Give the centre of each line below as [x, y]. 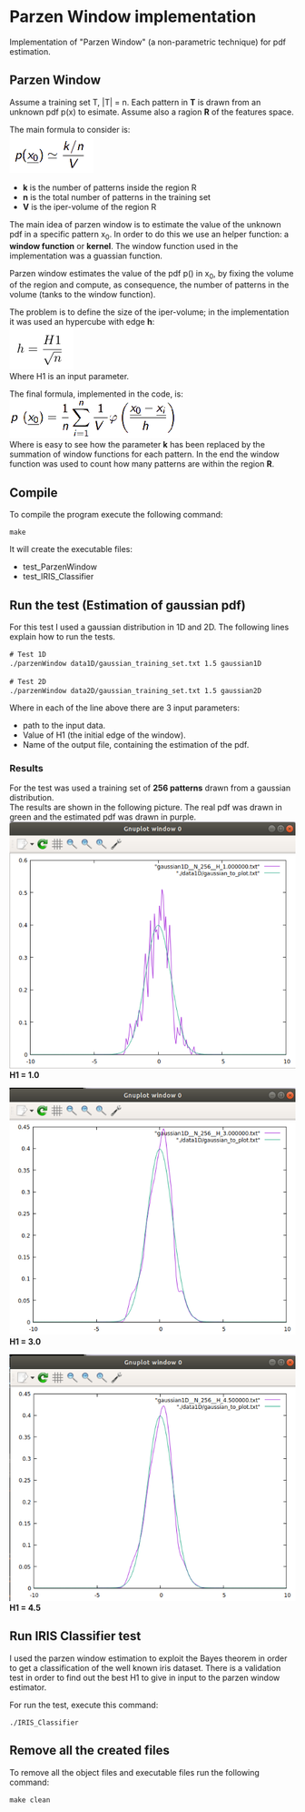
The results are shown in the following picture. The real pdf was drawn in [146, 808]
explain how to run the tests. [63, 636]
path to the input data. [64, 725]
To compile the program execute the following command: [116, 515]
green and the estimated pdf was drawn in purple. [103, 817]
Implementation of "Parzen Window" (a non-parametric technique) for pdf [148, 42]
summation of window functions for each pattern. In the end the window [144, 454]
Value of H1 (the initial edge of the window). [104, 735]
